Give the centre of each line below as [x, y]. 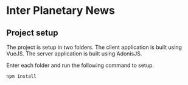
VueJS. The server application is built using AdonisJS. [74, 54]
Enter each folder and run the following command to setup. [80, 65]
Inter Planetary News [61, 11]
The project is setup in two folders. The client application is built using [94, 47]
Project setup [33, 33]
